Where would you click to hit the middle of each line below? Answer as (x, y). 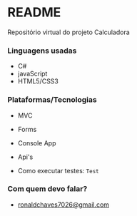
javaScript (32, 74)
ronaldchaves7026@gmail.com (63, 205)
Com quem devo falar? (47, 189)
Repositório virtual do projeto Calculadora (68, 32)
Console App (37, 143)
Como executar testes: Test (58, 170)
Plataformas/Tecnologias (52, 100)
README (34, 12)
